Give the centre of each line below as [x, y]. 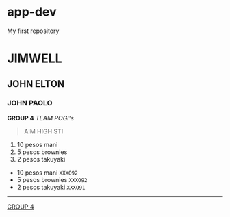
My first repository [33, 31]
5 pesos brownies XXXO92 [52, 179]
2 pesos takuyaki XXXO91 [51, 187]
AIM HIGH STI [43, 131]
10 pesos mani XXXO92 [47, 173]
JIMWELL [35, 59]
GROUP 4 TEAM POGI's [40, 118]
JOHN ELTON [36, 84]
